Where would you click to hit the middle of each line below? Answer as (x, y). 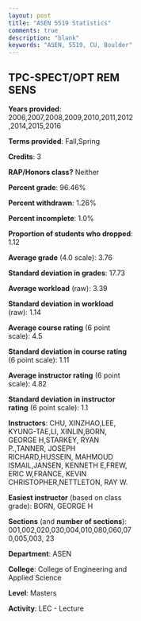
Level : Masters (32, 592)
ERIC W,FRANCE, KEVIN (48, 473)
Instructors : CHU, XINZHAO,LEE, (62, 423)
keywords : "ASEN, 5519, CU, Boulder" (70, 45)
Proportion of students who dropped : (70, 233)
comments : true (33, 30)
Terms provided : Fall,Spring (54, 141)
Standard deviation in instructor (62, 399)
